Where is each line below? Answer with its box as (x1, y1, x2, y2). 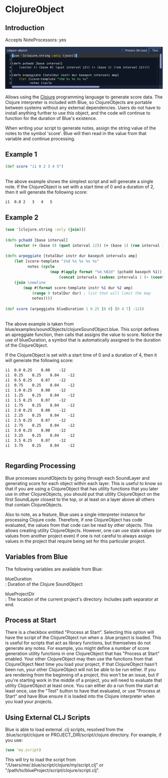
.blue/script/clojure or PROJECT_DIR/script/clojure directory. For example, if (5, 732, 161, 738)
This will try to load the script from (5, 757, 76, 762)
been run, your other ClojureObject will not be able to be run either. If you (5, 666, 156, 673)
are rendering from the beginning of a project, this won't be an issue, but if (5, 672, 159, 678)
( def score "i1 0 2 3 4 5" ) (5, 164, 64, 169)
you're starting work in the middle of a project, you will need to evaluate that (5, 677, 162, 684)
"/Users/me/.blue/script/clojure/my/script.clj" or (5, 762, 104, 768)
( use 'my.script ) (5, 747, 41, 753)
